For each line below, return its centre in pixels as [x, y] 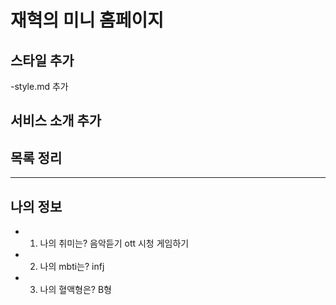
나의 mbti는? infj [72, 267]
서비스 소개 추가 [56, 121]
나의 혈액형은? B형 [75, 290]
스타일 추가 [42, 60]
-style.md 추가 [39, 86]
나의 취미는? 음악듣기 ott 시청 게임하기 [114, 243]
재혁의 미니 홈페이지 [87, 20]
